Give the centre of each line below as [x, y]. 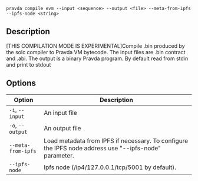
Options [21, 83]
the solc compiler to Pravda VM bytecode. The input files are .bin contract [96, 52]
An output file [62, 128]
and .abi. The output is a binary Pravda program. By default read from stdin [97, 58]
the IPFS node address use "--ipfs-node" [102, 148]
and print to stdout [29, 64]
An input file [61, 113]
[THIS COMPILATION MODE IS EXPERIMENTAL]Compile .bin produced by [95, 46]
